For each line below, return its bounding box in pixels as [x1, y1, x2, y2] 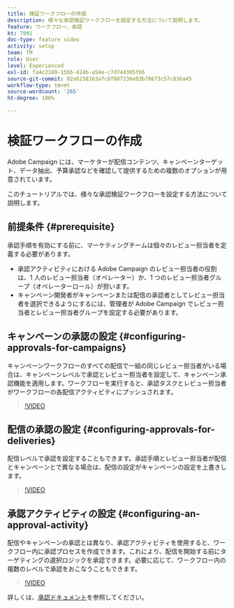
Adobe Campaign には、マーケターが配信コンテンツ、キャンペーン [7, 157, 199, 166]
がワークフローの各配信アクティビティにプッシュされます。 [7, 387, 177, 396]
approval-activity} [7, 519, 89, 531]
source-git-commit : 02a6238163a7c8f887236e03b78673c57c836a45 [7, 75, 192, 82]
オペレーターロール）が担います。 [35, 282, 133, 290]
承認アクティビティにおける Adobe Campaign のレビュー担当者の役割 [17, 264, 217, 273]
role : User [7, 56, 39, 63]
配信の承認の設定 [7, 424, 81, 435]
